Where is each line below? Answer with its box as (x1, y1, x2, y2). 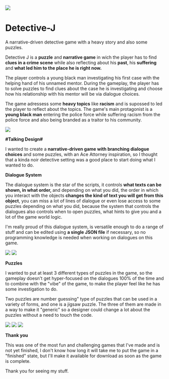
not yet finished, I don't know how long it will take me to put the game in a (5, 347, 158, 353)
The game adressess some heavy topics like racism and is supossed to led (5, 101, 162, 107)
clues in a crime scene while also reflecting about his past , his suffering (5, 59, 157, 65)
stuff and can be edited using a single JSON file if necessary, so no (5, 229, 146, 235)
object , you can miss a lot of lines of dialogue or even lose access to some (5, 197, 161, 204)
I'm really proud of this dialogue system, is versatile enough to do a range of (5, 224, 164, 230)
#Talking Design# (5, 136, 43, 142)
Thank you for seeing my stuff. (5, 368, 69, 374)
